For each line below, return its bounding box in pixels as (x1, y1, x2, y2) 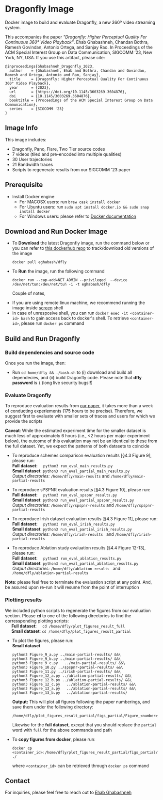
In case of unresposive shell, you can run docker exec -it (12, 310, 129, 316)
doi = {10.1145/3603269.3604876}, (9, 94, 92, 98)
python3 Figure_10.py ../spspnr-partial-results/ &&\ (12, 665, 123, 670)
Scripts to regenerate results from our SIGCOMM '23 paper (12, 166, 130, 173)
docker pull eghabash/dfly (12, 260, 67, 265)
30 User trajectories (12, 156, 52, 162)
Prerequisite (5, 181, 43, 189)
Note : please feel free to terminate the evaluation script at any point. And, (5, 579, 152, 585)
